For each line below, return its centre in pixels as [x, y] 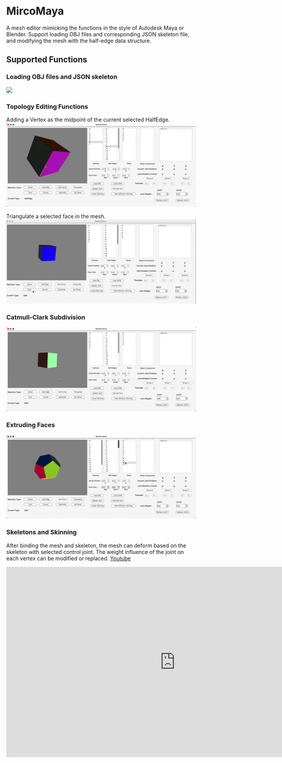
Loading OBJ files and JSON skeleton [62, 77]
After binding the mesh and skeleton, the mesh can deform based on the [96, 546]
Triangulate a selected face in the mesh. [56, 216]
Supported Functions [47, 60]
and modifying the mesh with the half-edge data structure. [79, 40]
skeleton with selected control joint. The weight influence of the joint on [95, 552]
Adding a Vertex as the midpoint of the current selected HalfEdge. [88, 120]
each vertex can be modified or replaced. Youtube [69, 558]
